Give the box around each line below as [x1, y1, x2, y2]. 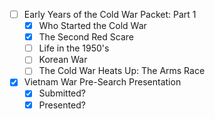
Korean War [38, 54, 88, 66]
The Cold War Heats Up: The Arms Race [38, 65, 206, 77]
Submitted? [38, 87, 86, 99]
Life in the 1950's [38, 42, 110, 54]
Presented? [38, 99, 86, 111]
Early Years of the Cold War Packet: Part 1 [23, 9, 197, 20]
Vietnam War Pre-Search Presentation [23, 76, 182, 88]
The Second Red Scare [38, 31, 134, 43]
